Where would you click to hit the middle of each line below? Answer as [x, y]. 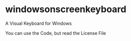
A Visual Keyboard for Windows [39, 23]
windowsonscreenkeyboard [66, 9]
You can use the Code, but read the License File [56, 33]
